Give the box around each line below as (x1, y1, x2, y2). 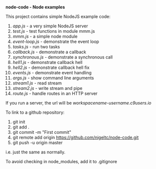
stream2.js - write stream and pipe (12, 85, 83, 91)
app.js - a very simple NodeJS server (12, 23, 89, 29)
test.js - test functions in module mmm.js (12, 28, 95, 34)
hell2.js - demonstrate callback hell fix (12, 64, 90, 70)
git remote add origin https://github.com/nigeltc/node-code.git (12, 134, 139, 140)
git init (12, 119, 25, 125)
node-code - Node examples (5, 4, 65, 10)
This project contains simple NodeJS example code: (5, 14, 111, 19)
